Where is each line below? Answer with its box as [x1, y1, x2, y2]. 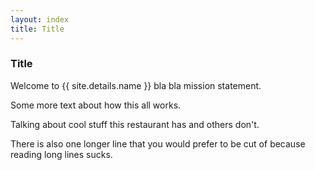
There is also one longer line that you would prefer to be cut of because [10, 137, 306, 150]
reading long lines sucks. [10, 148, 113, 160]
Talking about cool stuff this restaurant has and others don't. [10, 118, 260, 130]
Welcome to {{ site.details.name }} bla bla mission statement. [10, 79, 262, 91]
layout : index [10, 14, 70, 25]
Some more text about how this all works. [10, 99, 182, 111]
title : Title [10, 24, 65, 34]
